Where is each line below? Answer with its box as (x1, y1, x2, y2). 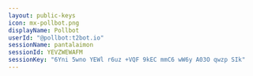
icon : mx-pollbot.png (8, 19, 80, 27)
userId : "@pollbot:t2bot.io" (8, 33, 104, 42)
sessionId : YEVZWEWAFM (8, 48, 83, 56)
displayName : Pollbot (8, 26, 80, 34)
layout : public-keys (8, 11, 77, 20)
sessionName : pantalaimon (8, 41, 93, 49)
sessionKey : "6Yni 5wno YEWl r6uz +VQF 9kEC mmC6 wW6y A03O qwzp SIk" (8, 56, 246, 64)
